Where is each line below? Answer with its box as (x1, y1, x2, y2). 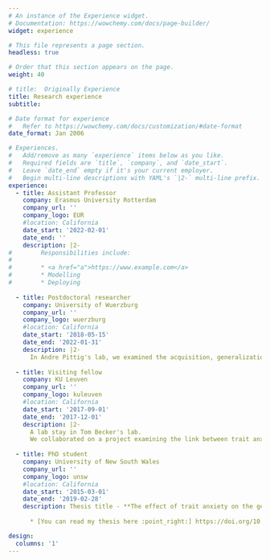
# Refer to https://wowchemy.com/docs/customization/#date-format (8, 122, 243, 130)
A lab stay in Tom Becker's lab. (29, 427, 142, 436)
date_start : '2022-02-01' (22, 226, 110, 234)
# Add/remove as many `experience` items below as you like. (8, 152, 225, 160)
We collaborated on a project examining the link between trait (29, 435, 250, 444)
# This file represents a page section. (8, 41, 146, 49)
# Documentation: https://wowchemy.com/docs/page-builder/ (8, 19, 211, 27)
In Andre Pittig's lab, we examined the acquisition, (29, 353, 215, 362)
